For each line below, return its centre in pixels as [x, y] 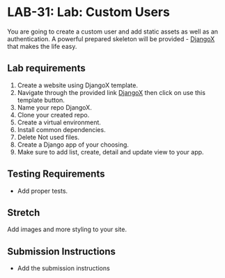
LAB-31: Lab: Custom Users [89, 12]
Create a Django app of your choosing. [73, 145]
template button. [41, 100]
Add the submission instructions [63, 268]
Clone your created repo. [53, 115]
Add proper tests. [42, 191]
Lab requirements [46, 68]
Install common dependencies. [61, 129]
